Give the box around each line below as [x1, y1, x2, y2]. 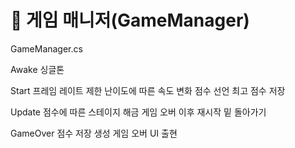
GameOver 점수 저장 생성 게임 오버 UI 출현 [10, 127, 178, 139]
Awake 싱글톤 [10, 63, 65, 75]
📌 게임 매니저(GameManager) [10, 9, 250, 32]
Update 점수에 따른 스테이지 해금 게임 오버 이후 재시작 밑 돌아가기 [10, 106, 267, 118]
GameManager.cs [10, 42, 83, 55]
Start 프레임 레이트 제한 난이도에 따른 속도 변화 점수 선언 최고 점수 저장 [10, 84, 286, 96]
